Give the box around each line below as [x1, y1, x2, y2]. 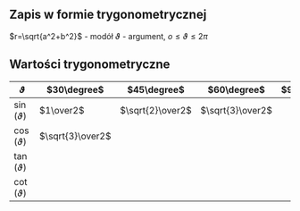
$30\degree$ [46, 83, 104, 96]
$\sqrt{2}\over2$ [120, 104, 192, 116]
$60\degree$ [207, 83, 265, 96]
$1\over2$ [38, 104, 85, 116]
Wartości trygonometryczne [9, 57, 171, 72]
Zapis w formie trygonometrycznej [9, 7, 207, 22]
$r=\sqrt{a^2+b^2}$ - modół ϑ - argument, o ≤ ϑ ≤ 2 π [9, 30, 208, 41]
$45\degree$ [127, 83, 185, 96]
